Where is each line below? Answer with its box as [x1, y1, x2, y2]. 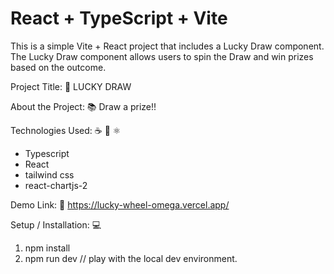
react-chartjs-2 [24, 179, 88, 191]
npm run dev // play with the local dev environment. [24, 252, 238, 264]
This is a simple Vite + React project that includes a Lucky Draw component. [10, 40, 325, 52]
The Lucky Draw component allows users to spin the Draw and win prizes [10, 50, 314, 62]
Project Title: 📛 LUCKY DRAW [10, 80, 132, 92]
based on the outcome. [10, 61, 107, 73]
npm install [24, 242, 71, 254]
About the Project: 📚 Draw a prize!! [10, 100, 157, 112]
